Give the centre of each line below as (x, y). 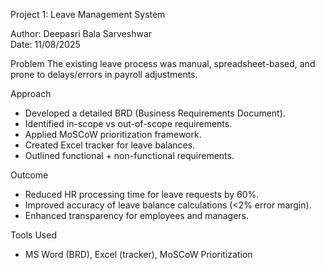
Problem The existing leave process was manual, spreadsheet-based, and (163, 63)
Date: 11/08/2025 (45, 44)
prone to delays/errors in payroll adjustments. (104, 74)
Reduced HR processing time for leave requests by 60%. (142, 194)
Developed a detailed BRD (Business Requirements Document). (155, 113)
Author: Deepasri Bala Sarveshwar (81, 33)
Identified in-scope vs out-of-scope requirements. (128, 123)
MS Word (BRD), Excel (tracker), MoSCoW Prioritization (138, 254)
